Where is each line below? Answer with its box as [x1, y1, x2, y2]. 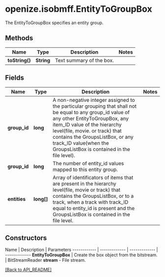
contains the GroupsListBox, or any [53, 133, 134, 140]
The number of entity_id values [53, 160, 124, 167]
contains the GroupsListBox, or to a [53, 192, 134, 199]
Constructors [5, 234, 47, 242]
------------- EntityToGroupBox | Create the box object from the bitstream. [5, 252, 158, 258]
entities [7, 195, 26, 202]
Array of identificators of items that [53, 174, 134, 181]
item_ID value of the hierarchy [53, 121, 122, 128]
